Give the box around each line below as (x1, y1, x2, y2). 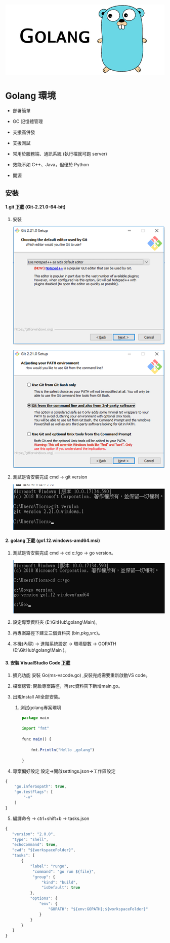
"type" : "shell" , (12, 837, 49, 842)
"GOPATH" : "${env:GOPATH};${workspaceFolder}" (48, 906, 148, 911)
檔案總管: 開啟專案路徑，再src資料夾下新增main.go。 (12, 683, 123, 689)
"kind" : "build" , (41, 879, 78, 885)
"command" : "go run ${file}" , (32, 869, 96, 874)
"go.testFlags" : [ (14, 789, 53, 795)
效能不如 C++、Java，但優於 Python (12, 162, 90, 168)
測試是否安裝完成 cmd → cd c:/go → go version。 (12, 550, 116, 556)
